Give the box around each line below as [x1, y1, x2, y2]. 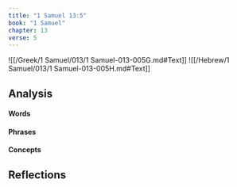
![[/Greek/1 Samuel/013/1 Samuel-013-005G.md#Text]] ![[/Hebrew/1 [8, 55, 230, 65]
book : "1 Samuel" [8, 19, 66, 27]
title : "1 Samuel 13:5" [8, 11, 87, 20]
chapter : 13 [8, 26, 48, 34]
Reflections [8, 168, 67, 181]
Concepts [8, 145, 41, 155]
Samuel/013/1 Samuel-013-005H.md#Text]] [8, 64, 151, 74]
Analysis [8, 86, 53, 100]
